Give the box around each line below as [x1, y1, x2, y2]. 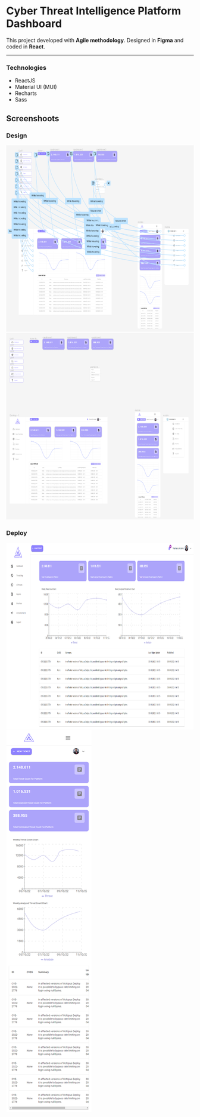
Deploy [6, 528, 27, 537]
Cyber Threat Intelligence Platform [6, 4, 182, 18]
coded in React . [6, 43, 46, 50]
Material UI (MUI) [14, 84, 58, 91]
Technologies [6, 63, 46, 72]
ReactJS [14, 77, 36, 84]
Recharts [14, 90, 37, 97]
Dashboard [6, 17, 62, 30]
